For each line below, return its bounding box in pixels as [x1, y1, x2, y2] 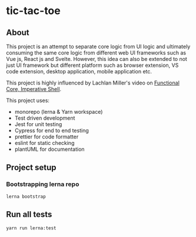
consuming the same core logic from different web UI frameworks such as [6, 49, 187, 56]
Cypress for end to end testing [14, 127, 89, 134]
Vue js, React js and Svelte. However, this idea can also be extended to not [6, 56, 187, 62]
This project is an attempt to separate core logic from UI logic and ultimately [6, 43, 191, 50]
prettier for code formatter [14, 133, 79, 140]
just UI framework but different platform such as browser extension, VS [6, 62, 179, 69]
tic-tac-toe [6, 4, 61, 18]
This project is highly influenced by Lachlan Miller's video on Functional [6, 79, 180, 86]
